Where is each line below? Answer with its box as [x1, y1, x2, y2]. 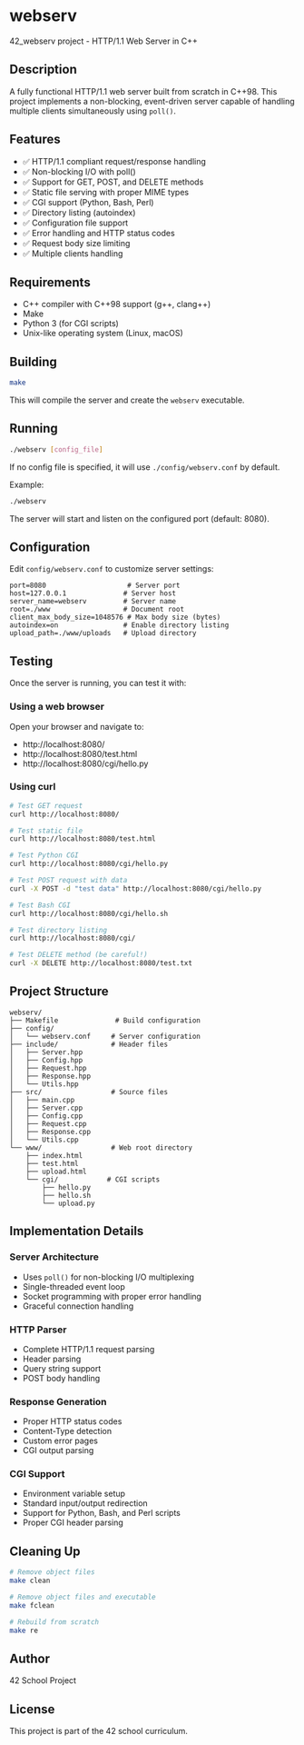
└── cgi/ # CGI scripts [25, 1174, 161, 1184]
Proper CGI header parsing [22, 1517, 124, 1528]
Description [9, 62, 77, 77]
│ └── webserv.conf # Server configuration [9, 1032, 201, 1041]
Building [9, 354, 57, 369]
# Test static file [9, 826, 83, 835]
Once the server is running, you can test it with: [9, 678, 187, 689]
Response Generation [9, 1395, 107, 1408]
